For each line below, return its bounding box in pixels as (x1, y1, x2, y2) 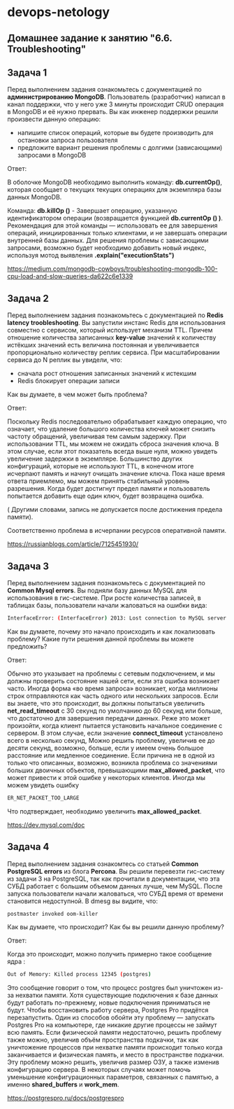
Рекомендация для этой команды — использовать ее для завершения (7, 221, 218, 230)
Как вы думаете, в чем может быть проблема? (7, 390, 148, 399)
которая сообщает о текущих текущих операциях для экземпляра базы (7, 186, 221, 194)
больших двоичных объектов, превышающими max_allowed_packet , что (7, 766, 226, 774)
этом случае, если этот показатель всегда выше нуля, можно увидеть (7, 447, 218, 456)
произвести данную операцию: (7, 115, 101, 123)
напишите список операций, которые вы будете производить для (17, 129, 214, 137)
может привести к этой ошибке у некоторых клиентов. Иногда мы (7, 773, 206, 781)
